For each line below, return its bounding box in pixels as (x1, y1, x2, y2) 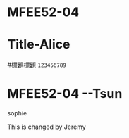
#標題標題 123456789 (7, 61, 67, 69)
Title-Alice (7, 37, 70, 53)
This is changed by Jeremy (7, 123, 86, 131)
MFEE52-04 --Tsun (7, 86, 123, 102)
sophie (7, 109, 27, 118)
